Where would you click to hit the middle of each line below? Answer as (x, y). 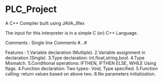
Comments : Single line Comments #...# (46, 43)
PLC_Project (31, 9)
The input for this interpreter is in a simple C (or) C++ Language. (72, 33)
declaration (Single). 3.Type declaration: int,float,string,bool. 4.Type (75, 58)
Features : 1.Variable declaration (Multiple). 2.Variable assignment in (75, 52)
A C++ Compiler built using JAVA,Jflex (45, 23)
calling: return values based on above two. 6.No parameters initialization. (80, 73)
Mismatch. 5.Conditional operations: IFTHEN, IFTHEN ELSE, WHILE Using (81, 63)
